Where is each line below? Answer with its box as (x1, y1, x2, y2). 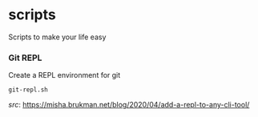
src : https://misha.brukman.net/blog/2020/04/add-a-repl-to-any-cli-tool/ (8, 100, 250, 110)
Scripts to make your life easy (8, 32, 107, 42)
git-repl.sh (8, 86, 48, 94)
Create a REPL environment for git (8, 71, 121, 80)
